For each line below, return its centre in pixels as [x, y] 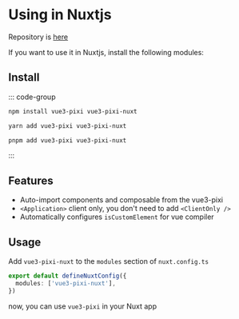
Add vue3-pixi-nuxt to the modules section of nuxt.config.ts [109, 261]
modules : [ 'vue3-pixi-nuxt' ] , [66, 283]
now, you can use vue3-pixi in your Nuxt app [83, 306]
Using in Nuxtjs [60, 15]
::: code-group [32, 97]
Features [31, 180]
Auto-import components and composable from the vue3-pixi [121, 200]
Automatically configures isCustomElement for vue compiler [117, 217]
